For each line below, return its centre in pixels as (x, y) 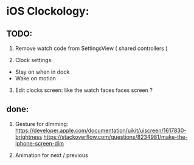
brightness (29, 137)
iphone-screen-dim (39, 143)
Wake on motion (36, 78)
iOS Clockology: (48, 11)
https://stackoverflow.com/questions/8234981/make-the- (116, 137)
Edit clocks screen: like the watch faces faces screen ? (84, 90)
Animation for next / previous (51, 155)
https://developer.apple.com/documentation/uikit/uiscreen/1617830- (101, 130)
